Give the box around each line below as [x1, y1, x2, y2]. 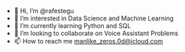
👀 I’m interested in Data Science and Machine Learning [13, 14, 174, 22]
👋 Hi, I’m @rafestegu [13, 7, 74, 15]
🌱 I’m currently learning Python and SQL [13, 22, 131, 30]
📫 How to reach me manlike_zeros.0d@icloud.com [13, 37, 164, 45]
